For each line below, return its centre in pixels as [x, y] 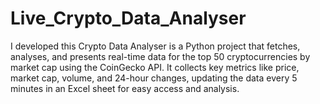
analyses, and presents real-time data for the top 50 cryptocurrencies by [160, 56]
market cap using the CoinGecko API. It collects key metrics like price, [155, 67]
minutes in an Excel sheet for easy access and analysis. [125, 88]
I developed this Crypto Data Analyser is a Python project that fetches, [155, 46]
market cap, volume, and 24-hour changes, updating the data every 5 [154, 78]
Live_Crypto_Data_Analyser [128, 18]
